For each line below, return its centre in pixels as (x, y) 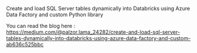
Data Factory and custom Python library (55, 15)
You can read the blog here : (41, 26)
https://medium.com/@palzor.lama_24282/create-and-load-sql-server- (93, 32)
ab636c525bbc (25, 44)
